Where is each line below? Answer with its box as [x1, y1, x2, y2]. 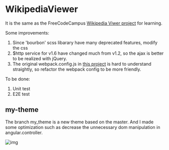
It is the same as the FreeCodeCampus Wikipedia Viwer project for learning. [5, 20, 162, 26]
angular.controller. [5, 129, 43, 135]
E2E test [12, 91, 30, 97]
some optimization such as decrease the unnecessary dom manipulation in [5, 124, 160, 130]
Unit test [12, 85, 30, 91]
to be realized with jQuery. [12, 55, 67, 61]
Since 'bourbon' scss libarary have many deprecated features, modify [12, 39, 157, 46]
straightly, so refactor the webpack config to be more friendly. [12, 66, 142, 72]
